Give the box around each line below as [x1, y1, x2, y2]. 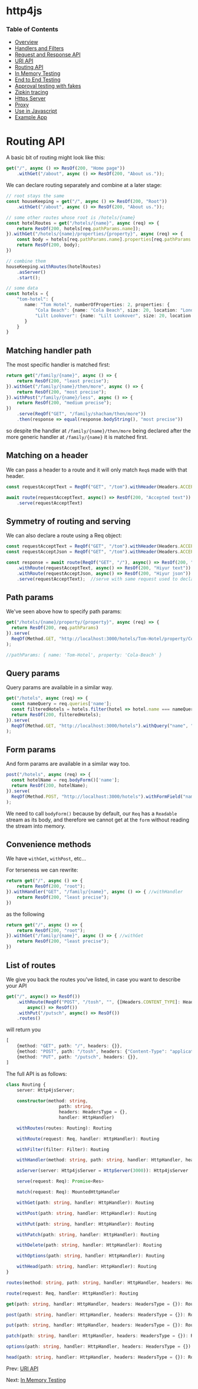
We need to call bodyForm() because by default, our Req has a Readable [6, 810, 177, 817]
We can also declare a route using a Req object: [6, 532, 122, 539]
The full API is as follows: [6, 1070, 67, 1077]
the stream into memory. [6, 822, 66, 830]
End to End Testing [14, 76, 61, 83]
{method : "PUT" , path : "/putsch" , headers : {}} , [16, 1054, 138, 1060]
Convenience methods [6, 839, 91, 849]
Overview [14, 38, 38, 45]
